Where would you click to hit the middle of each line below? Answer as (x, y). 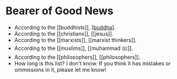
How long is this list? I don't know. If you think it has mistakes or (92, 63)
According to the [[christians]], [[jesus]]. (64, 33)
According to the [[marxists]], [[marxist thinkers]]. (75, 40)
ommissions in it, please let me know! (60, 69)
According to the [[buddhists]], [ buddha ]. (65, 27)
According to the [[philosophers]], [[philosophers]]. (77, 57)
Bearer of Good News (60, 11)
